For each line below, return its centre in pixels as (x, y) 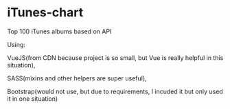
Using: (16, 44)
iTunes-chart (45, 13)
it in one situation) (33, 98)
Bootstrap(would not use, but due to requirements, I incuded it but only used (115, 91)
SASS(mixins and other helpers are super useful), (77, 78)
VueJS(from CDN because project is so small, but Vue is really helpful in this (115, 58)
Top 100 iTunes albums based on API (59, 31)
